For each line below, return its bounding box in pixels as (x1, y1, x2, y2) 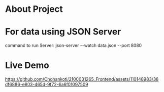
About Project (5, 3, 63, 15)
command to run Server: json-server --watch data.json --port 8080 (5, 43, 142, 48)
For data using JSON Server (5, 26, 121, 38)
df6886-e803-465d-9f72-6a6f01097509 (5, 82, 89, 88)
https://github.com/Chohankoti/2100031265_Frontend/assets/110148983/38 (5, 76, 159, 82)
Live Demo (5, 60, 49, 71)
